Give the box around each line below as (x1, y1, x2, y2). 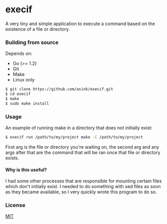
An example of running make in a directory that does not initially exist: (5, 125, 153, 131)
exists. (5, 155, 19, 161)
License (5, 201, 26, 209)
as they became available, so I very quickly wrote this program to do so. (5, 189, 157, 195)
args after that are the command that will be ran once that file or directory (5, 149, 160, 155)
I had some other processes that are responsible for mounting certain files (5, 178, 162, 184)
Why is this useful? (5, 167, 47, 173)
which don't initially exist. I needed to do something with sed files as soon (5, 184, 161, 190)
